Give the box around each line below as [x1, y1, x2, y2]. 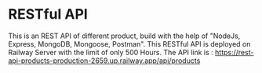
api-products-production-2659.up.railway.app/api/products [8, 56, 201, 65]
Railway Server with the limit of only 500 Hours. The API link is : [8, 47, 213, 57]
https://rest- [214, 47, 254, 57]
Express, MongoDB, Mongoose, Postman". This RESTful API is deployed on [8, 39, 251, 48]
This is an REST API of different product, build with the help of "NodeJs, [8, 31, 241, 40]
